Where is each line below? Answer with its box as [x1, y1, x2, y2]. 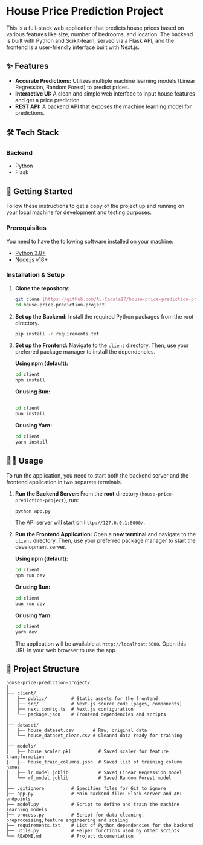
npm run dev [14, 572, 45, 578]
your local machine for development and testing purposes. [6, 209, 152, 216]
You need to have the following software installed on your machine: [6, 238, 174, 245]
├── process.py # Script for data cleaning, [6, 812, 145, 818]
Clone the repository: [14, 284, 70, 291]
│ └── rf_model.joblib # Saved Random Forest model [6, 775, 172, 781]
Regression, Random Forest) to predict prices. [14, 83, 130, 91]
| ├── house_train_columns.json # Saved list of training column [6, 759, 182, 765]
